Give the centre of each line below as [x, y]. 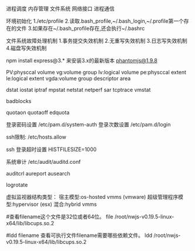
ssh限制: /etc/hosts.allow [36, 137]
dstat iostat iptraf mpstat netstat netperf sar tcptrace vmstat [78, 90]
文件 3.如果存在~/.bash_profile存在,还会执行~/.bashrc [81, 28]
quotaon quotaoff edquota [38, 112]
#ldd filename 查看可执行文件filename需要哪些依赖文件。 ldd [79, 235]
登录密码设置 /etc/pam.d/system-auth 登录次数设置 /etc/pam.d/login [88, 124]
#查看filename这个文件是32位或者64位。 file [60, 216]
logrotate [17, 185]
